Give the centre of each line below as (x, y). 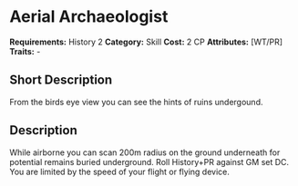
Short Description (61, 80)
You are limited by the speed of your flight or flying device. (119, 171)
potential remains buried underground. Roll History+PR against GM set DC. (149, 162)
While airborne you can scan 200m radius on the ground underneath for (145, 152)
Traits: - (25, 51)
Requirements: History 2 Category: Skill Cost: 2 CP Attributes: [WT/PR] (146, 42)
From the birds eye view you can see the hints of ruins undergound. (136, 102)
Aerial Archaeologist (89, 17)
